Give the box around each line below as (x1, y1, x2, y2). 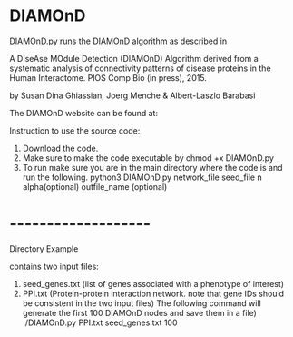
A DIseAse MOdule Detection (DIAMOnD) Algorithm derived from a (9, 53, 259, 64)
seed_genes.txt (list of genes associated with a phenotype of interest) (22, 278, 284, 289)
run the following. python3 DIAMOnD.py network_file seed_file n (22, 172, 262, 183)
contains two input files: (9, 261, 100, 272)
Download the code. (22, 143, 99, 154)
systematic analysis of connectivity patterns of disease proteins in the (9, 63, 271, 74)
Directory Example (9, 243, 79, 254)
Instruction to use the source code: (9, 124, 141, 136)
